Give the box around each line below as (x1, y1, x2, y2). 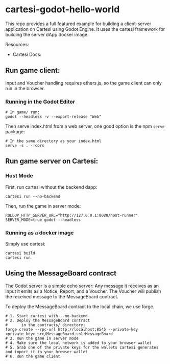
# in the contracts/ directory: (5, 322, 86, 328)
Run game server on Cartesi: (5, 157, 99, 166)
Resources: (5, 41, 29, 47)
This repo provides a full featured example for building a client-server (5, 21, 152, 27)
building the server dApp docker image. (5, 31, 89, 37)
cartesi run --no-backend (5, 194, 60, 199)
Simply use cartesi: (5, 241, 46, 247)
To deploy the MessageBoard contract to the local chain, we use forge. (5, 304, 155, 310)
